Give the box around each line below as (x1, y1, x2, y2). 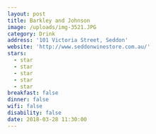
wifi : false (7, 103, 43, 110)
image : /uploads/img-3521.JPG (7, 23, 97, 30)
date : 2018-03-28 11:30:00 (7, 116, 87, 123)
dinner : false (7, 96, 50, 104)
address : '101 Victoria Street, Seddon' (7, 37, 129, 44)
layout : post (7, 10, 46, 18)
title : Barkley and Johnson (7, 17, 91, 24)
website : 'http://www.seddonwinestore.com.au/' (7, 43, 151, 50)
